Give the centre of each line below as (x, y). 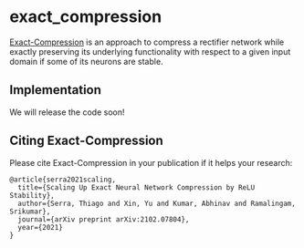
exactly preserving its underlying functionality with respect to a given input (150, 51)
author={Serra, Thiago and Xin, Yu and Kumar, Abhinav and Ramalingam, (157, 203)
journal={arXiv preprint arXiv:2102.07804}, (104, 219)
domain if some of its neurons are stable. (86, 61)
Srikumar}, (30, 212)
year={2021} (41, 227)
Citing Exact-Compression (87, 141)
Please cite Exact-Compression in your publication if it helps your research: (151, 162)
